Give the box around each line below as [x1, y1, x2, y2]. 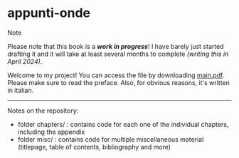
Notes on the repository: [7, 106, 79, 115]
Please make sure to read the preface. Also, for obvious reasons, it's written [7, 78, 230, 86]
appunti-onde [7, 5, 91, 21]
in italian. [7, 86, 34, 94]
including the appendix [17, 128, 85, 136]
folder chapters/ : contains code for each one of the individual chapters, [17, 120, 229, 128]
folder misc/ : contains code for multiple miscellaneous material [17, 135, 204, 143]
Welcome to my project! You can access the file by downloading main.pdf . [7, 71, 225, 79]
